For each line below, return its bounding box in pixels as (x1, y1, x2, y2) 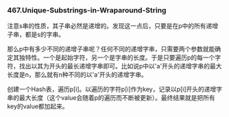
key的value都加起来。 (7, 102, 69, 111)
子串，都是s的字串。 (7, 30, 65, 39)
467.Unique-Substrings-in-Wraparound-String (7, 5, 167, 15)
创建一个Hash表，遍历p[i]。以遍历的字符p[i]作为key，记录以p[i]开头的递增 (7, 85, 217, 94)
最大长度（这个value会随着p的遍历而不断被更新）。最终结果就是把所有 (19, 94, 216, 102)
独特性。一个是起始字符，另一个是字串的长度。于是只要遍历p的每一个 (19, 53, 215, 62)
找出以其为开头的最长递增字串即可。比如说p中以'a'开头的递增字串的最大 (19, 62, 222, 70)
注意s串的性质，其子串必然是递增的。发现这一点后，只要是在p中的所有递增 (7, 22, 218, 30)
